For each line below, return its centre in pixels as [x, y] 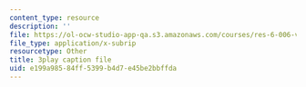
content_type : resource [55, 18]
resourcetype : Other [49, 52]
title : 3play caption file [61, 60]
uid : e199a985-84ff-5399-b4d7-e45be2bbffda [93, 69]
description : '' [40, 26]
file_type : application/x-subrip [73, 43]
